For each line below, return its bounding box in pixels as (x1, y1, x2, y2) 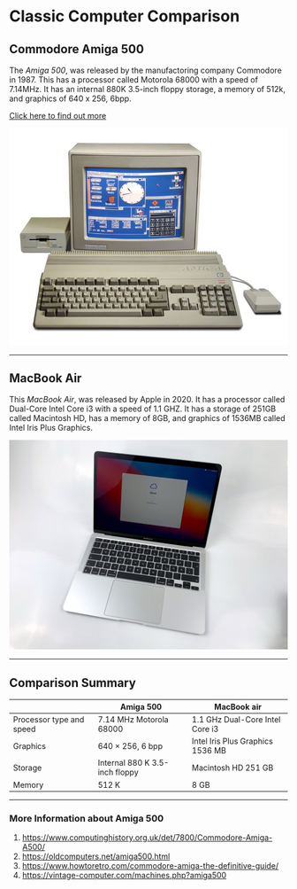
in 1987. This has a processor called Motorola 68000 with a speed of (9, 74, 259, 85)
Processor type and (12, 714, 85, 724)
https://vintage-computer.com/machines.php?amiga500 (21, 870, 227, 881)
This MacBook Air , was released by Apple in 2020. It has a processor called (9, 394, 286, 405)
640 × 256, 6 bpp (97, 740, 164, 751)
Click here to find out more (9, 111, 107, 121)
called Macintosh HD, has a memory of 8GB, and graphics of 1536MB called (9, 413, 286, 424)
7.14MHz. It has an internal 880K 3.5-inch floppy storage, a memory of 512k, (9, 84, 286, 94)
